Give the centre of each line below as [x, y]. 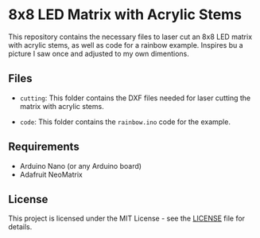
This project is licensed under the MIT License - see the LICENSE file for [126, 218]
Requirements [44, 147]
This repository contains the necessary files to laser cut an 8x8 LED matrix [130, 37]
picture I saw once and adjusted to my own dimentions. [99, 53]
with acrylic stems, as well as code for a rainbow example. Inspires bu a [126, 45]
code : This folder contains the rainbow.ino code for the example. [125, 122]
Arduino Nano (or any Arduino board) [80, 166]
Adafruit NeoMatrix [51, 174]
